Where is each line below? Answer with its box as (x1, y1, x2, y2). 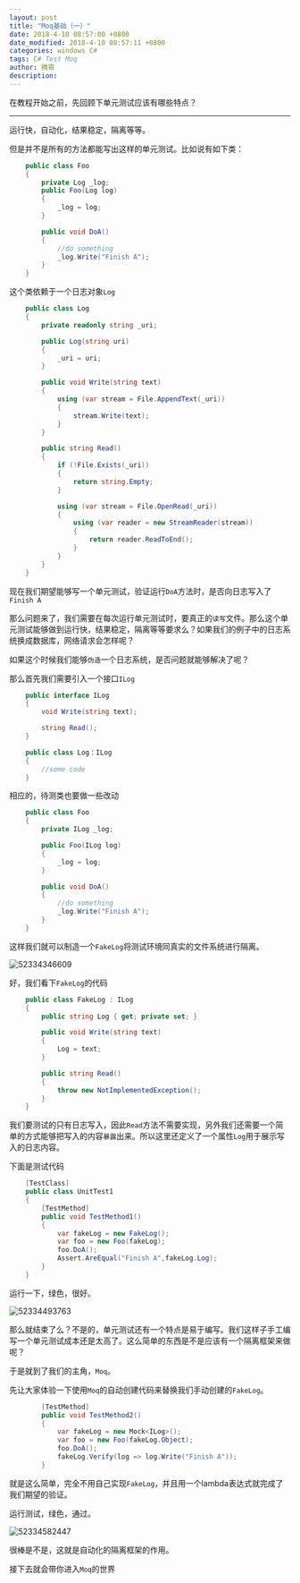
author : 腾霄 (9, 64, 55, 72)
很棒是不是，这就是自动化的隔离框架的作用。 (9, 1545, 174, 1555)
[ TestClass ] (25, 1179, 70, 1188)
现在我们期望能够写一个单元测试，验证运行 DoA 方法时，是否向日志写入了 (9, 585, 272, 596)
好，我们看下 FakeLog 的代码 (9, 977, 109, 988)
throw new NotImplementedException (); (56, 1085, 202, 1094)
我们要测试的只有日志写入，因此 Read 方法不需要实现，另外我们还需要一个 (9, 1119, 276, 1130)
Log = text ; (56, 1044, 102, 1054)
